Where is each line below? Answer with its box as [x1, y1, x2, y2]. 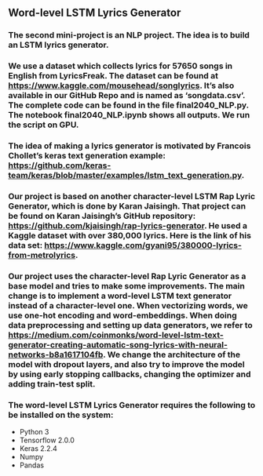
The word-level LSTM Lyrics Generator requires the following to [8, 399, 256, 410]
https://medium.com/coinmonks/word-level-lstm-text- [8, 329, 224, 340]
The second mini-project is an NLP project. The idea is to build [8, 30, 250, 41]
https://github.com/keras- [8, 160, 111, 171]
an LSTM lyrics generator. [8, 39, 109, 50]
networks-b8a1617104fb [8, 349, 104, 360]
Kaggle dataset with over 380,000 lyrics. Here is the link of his [8, 231, 251, 242]
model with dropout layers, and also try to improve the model [8, 359, 245, 369]
